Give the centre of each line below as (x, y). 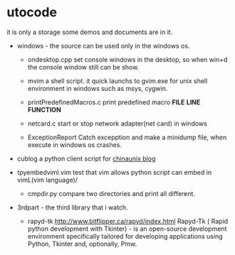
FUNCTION (44, 109)
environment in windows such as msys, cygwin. (98, 88)
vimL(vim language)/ (47, 180)
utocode (32, 12)
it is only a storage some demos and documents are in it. (90, 32)
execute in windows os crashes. (75, 145)
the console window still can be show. (83, 67)
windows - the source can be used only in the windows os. (103, 45)
